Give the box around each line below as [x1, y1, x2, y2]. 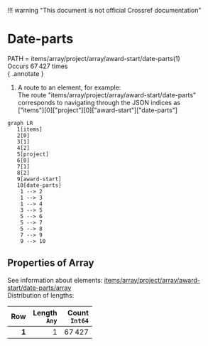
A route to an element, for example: [17, 83, 121, 92]
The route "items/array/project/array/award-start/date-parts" [17, 90, 197, 99]
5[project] [16, 151, 50, 158]
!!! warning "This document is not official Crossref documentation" [7, 6, 202, 14]
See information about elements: [7, 276, 103, 284]
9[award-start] [16, 175, 62, 183]
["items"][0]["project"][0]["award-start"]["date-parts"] [17, 106, 178, 114]
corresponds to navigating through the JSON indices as [17, 98, 181, 107]
